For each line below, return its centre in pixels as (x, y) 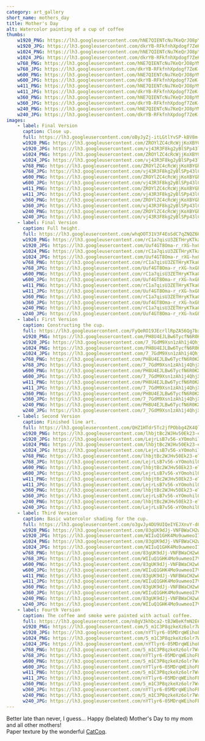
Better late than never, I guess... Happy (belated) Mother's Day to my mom (100, 718)
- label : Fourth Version (49, 610)
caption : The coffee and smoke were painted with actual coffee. (107, 615)
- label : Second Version (49, 416)
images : (16, 120)
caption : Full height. (51, 228)
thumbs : (16, 35)
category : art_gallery (35, 12)
